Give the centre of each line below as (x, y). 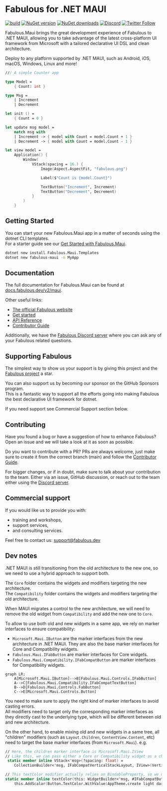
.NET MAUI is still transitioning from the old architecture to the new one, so (82, 568)
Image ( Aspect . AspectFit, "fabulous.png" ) (84, 169)
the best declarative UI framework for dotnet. (51, 399)
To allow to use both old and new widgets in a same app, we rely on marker (82, 623)
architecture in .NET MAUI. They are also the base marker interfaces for (86, 644)
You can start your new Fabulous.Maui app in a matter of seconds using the (83, 233)
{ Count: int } (30, 86)
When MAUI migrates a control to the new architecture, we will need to (78, 608)
